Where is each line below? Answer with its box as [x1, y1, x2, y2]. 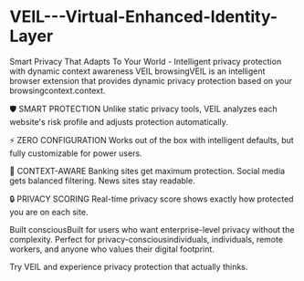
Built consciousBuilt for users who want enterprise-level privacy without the [9, 224, 295, 234]
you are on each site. [9, 206, 89, 217]
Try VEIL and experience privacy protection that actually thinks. [9, 261, 248, 272]
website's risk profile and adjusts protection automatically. [9, 116, 228, 127]
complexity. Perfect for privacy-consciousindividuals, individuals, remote [9, 234, 284, 245]
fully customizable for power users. [9, 148, 143, 159]
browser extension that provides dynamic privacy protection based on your [9, 75, 293, 86]
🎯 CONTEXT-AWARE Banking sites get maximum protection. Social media [9, 165, 286, 176]
